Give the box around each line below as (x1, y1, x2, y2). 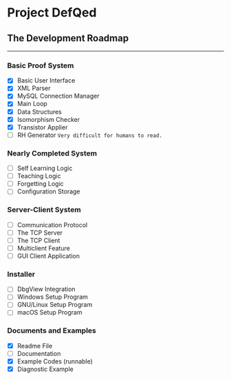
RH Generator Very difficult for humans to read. (16, 131, 163, 139)
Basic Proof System (7, 61, 74, 70)
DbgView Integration (16, 285, 76, 293)
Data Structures (16, 107, 62, 116)
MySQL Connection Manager (16, 92, 100, 101)
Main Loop (16, 100, 48, 108)
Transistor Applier (16, 123, 68, 131)
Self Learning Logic (16, 164, 73, 173)
